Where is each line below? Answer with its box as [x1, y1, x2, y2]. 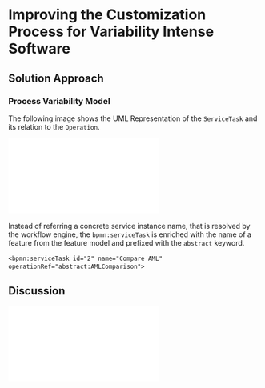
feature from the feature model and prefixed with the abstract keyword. [8, 238, 245, 247]
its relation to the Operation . [8, 122, 100, 131]
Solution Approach [8, 71, 104, 85]
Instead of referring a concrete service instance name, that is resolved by [8, 221, 251, 230]
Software [8, 40, 70, 58]
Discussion [8, 284, 66, 298]
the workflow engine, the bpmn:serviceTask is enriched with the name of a [8, 230, 252, 239]
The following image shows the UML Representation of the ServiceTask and [8, 114, 258, 123]
